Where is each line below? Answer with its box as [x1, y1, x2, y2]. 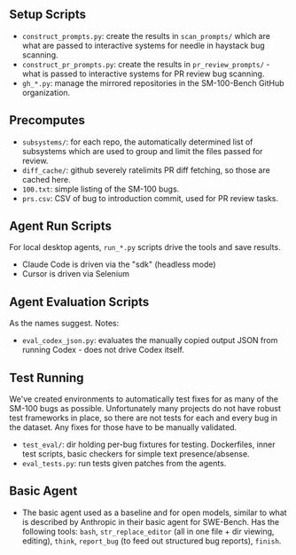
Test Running [9, 370, 84, 385]
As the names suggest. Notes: [9, 318, 120, 329]
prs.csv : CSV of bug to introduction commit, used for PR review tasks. [21, 192, 279, 203]
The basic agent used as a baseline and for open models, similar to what [21, 507, 287, 518]
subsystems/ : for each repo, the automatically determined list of [21, 137, 253, 147]
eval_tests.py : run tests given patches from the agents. [21, 458, 227, 469]
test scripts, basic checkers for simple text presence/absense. [21, 449, 250, 459]
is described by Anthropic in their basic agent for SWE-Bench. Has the [21, 516, 280, 527]
